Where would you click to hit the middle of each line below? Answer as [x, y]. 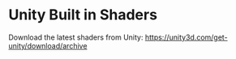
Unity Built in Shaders [83, 15]
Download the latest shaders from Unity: [76, 37]
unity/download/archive [48, 45]
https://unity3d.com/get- [187, 37]
